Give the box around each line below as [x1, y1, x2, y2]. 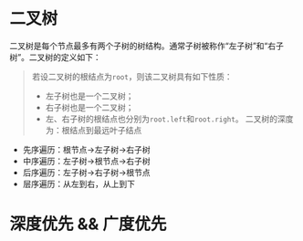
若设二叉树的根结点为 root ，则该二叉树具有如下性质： [31, 70, 233, 82]
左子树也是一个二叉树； [45, 90, 134, 101]
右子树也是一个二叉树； [45, 101, 134, 112]
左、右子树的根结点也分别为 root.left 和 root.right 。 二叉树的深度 [45, 113, 294, 124]
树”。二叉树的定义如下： [9, 51, 102, 62]
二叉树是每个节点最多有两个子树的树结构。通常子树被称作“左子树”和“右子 [9, 40, 285, 51]
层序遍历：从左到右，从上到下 [22, 178, 135, 189]
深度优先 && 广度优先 [9, 214, 167, 235]
